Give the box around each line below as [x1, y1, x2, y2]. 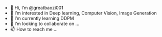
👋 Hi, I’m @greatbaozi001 [10, 5, 64, 10]
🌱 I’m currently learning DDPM [10, 15, 74, 21]
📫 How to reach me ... [10, 26, 58, 32]
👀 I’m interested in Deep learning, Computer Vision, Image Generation [10, 10, 157, 16]
